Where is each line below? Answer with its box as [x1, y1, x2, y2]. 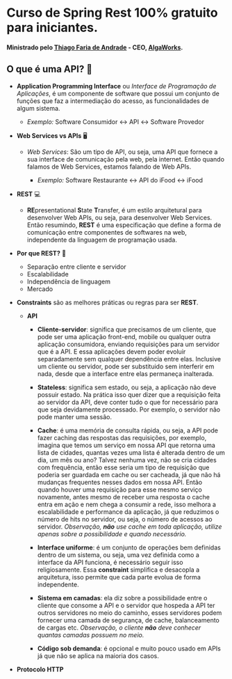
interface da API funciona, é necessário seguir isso [37, 558, 183, 566]
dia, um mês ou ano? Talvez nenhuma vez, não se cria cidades [37, 455, 217, 464]
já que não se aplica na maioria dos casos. [37, 651, 159, 660]
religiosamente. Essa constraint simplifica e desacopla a [37, 565, 199, 574]
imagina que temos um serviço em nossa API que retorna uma [37, 441, 216, 449]
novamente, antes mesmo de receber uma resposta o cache [37, 492, 210, 501]
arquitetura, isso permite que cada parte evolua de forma [37, 572, 201, 581]
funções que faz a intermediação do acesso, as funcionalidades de [16, 96, 209, 105]
